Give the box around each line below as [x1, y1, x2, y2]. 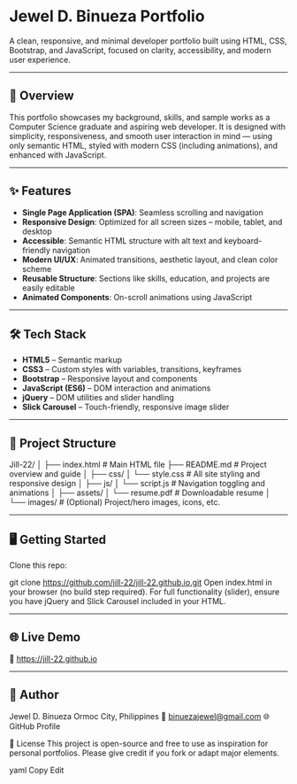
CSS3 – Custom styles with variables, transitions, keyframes [21, 364, 242, 375]
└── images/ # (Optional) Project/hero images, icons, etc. [9, 497, 221, 508]
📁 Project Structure [9, 436, 117, 451]
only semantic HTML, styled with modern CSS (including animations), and [9, 140, 278, 151]
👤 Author [9, 687, 59, 702]
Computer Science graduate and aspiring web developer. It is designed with [9, 121, 286, 132]
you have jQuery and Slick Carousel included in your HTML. [9, 596, 227, 606]
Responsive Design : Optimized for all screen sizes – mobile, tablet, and [21, 216, 283, 227]
